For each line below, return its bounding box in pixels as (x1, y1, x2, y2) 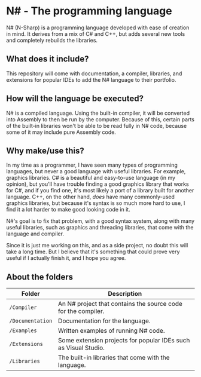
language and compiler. (6, 230, 65, 237)
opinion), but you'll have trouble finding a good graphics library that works (6, 180, 190, 188)
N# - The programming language (6, 4, 172, 18)
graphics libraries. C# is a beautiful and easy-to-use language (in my (6, 174, 175, 182)
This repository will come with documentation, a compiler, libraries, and (6, 70, 182, 77)
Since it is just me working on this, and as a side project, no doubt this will (6, 242, 188, 249)
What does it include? (6, 54, 89, 64)
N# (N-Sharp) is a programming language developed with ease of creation (6, 24, 190, 31)
